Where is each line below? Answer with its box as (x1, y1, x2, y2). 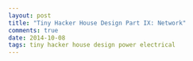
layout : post (8, 11, 52, 20)
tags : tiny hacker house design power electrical (8, 41, 176, 49)
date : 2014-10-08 (8, 33, 66, 42)
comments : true (8, 26, 59, 34)
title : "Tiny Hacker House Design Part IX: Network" (8, 19, 187, 27)
